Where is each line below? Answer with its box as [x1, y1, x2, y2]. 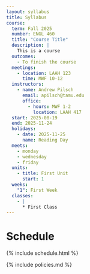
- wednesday [17, 153, 47, 159]
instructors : [11, 82, 44, 88]
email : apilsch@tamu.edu [22, 92, 85, 98]
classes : [11, 192, 34, 198]
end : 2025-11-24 [11, 121, 52, 127]
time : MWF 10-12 [22, 76, 63, 82]
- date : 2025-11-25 [17, 131, 66, 138]
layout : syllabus [6, 8, 50, 15]
